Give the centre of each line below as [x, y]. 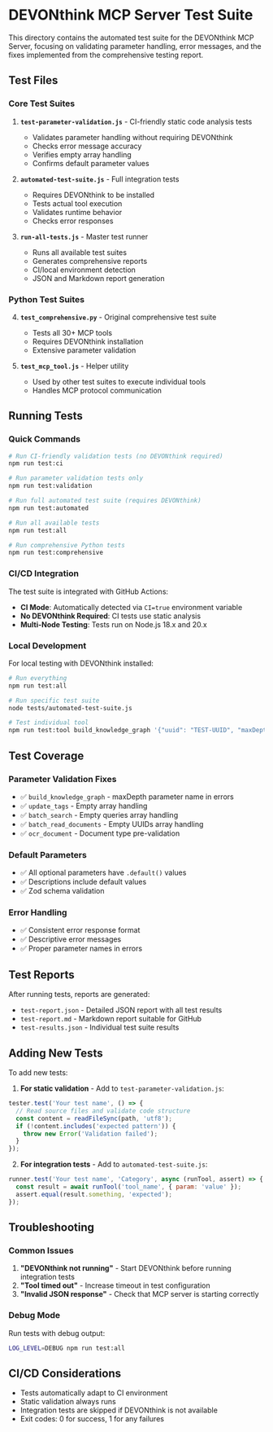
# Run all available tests [54, 523]
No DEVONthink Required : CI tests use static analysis [110, 616]
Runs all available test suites [80, 252]
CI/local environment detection [84, 270]
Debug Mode [35, 1316]
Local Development [48, 645]
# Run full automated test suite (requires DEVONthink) [105, 501]
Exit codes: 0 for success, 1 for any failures [92, 1419]
